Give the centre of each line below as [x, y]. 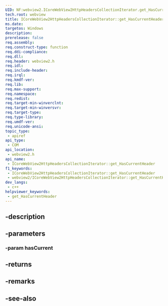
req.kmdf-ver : [20, 80]
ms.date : [14, 24]
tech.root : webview [25, 15]
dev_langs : [16, 183]
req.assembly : [20, 43]
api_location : [20, 150]
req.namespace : [21, 94]
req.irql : [15, 75]
